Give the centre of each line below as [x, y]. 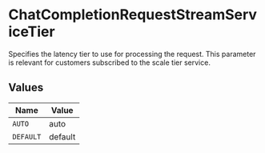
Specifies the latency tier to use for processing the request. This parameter [132, 54]
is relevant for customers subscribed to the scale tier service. [109, 62]
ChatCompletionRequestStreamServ [133, 15]
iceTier [32, 32]
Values [26, 88]
